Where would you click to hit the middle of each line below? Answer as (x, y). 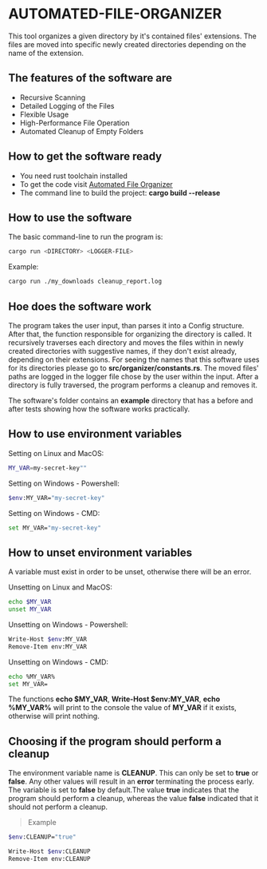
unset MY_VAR (30, 609)
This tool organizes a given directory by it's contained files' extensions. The (132, 36)
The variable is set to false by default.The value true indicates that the (124, 790)
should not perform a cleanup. (58, 807)
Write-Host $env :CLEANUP (49, 851)
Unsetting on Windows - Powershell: (68, 625)
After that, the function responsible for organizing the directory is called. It (130, 334)
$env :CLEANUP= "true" (43, 837)
